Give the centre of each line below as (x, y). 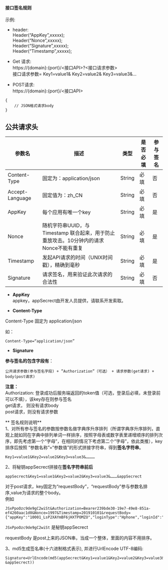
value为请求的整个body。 (37, 493)
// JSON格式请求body (34, 106)
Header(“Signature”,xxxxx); (40, 46)
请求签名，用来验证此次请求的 (77, 275)
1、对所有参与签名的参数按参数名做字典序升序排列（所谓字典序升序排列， (80, 429)
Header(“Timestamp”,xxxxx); (42, 51)
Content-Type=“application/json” (40, 341)
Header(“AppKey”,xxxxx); (38, 35)
